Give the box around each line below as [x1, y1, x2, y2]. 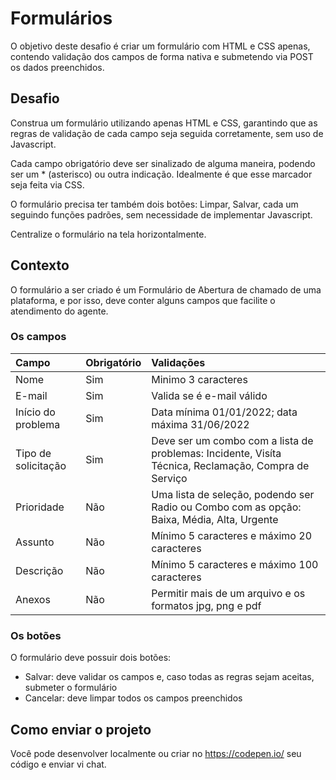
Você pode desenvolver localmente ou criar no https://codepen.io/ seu [10, 747, 302, 759]
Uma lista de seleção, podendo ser [151, 487, 315, 501]
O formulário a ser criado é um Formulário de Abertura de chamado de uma [10, 283, 322, 296]
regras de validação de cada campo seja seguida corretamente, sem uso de [10, 127, 324, 139]
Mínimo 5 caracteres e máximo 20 [151, 528, 313, 542]
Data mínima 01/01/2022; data [151, 405, 298, 419]
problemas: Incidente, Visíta [151, 446, 282, 460]
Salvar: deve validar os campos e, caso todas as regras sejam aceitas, [24, 671, 315, 683]
